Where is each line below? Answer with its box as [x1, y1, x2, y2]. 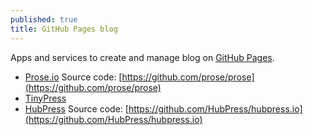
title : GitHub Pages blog [10, 24, 118, 34]
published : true [10, 14, 78, 25]
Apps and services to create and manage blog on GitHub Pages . [10, 51, 275, 63]
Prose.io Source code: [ [24, 71, 123, 83]
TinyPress [24, 92, 67, 104]
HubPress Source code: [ [24, 102, 129, 115]
